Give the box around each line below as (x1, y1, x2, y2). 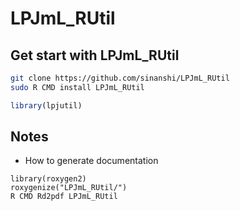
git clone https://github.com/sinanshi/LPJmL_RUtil (10, 73, 230, 83)
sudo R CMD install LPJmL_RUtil (10, 82, 145, 92)
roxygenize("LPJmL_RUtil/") (10, 183, 128, 193)
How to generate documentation (24, 155, 159, 167)
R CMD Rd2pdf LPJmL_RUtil (10, 192, 118, 202)
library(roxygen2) (10, 174, 87, 184)
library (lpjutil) (10, 100, 83, 111)
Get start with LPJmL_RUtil (10, 47, 180, 64)
